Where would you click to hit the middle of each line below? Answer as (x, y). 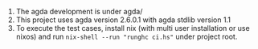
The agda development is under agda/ (79, 11)
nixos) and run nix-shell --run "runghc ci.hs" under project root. (127, 36)
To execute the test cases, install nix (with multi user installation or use (133, 28)
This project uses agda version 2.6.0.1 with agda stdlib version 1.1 (123, 20)
